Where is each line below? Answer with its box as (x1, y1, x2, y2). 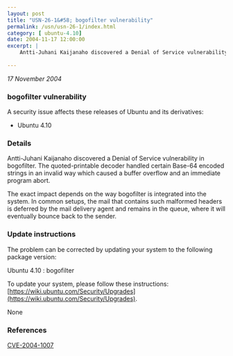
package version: (7, 252, 57, 261)
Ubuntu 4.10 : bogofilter (7, 266, 75, 275)
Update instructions (7, 229, 76, 239)
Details (7, 138, 32, 148)
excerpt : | (7, 42, 39, 49)
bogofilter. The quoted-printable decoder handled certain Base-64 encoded (7, 161, 225, 170)
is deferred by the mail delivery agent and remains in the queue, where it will (7, 204, 225, 213)
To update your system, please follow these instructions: (7, 280, 169, 288)
